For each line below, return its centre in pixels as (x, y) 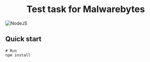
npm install (18, 55)
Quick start (23, 39)
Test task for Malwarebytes (86, 9)
